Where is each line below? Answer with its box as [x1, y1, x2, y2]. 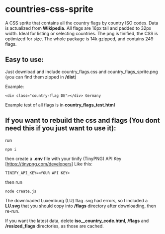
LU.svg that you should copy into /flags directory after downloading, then [5, 203, 157, 209]
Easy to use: [5, 56, 44, 64]
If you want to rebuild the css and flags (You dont [5, 116, 160, 125]
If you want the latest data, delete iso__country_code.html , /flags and [5, 218, 149, 224]
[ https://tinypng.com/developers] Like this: [5, 160, 93, 167]
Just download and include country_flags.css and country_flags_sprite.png [5, 69, 158, 75]
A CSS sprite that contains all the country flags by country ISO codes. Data [5, 20, 159, 26]
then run [5, 179, 23, 185]
